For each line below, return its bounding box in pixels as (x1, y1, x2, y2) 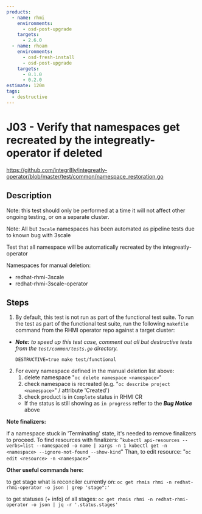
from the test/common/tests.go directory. (15, 345, 119, 352)
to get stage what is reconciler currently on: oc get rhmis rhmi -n (6, 478, 172, 485)
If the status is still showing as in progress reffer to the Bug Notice (24, 400, 193, 407)
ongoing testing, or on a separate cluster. (6, 213, 110, 220)
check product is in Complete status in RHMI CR (24, 393, 143, 401)
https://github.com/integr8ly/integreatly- (6, 166, 108, 174)
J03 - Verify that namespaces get (6, 120, 181, 134)
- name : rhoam (12, 43, 47, 49)
